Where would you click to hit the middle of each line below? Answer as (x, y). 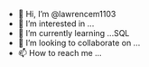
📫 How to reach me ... (60, 53)
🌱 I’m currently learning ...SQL (74, 33)
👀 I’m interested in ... (56, 24)
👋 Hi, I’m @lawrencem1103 (67, 14)
